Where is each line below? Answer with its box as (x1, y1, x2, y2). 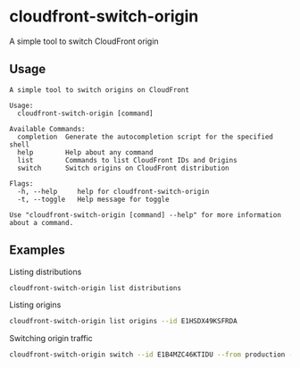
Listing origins (9, 299, 62, 310)
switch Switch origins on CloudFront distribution (17, 163, 229, 172)
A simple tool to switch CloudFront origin (9, 36, 159, 46)
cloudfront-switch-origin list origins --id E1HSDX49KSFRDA (9, 317, 238, 326)
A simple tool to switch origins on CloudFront (9, 85, 190, 95)
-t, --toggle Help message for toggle (17, 195, 170, 204)
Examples (9, 243, 65, 258)
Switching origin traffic (9, 333, 94, 344)
